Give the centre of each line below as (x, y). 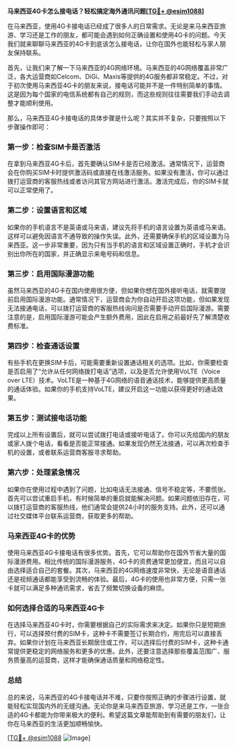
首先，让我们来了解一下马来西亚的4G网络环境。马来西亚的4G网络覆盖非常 (115, 68)
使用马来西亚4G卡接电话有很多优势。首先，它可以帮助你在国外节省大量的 (114, 553)
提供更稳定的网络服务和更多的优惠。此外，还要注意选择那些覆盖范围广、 (118, 651)
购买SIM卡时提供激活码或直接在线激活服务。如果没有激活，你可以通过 (127, 173)
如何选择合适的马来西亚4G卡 (56, 608)
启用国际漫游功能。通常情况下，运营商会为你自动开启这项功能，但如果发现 (121, 299)
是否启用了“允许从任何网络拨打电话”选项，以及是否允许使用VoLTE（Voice (114, 371)
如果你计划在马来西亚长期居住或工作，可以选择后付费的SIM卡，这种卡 (121, 642)
